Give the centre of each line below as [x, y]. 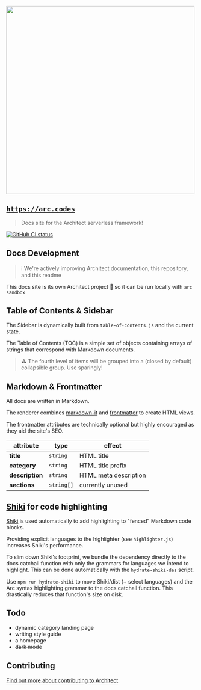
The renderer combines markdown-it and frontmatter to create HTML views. [101, 413]
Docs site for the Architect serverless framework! [82, 223]
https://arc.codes [41, 209]
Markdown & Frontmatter [54, 387]
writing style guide [38, 634]
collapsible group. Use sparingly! [62, 368]
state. [13, 331]
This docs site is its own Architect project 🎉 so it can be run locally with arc [99, 286]
